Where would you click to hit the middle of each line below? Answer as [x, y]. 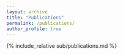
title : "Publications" [35, 18]
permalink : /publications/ [41, 23]
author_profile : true [34, 29]
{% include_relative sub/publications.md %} [62, 46]
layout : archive [27, 12]
